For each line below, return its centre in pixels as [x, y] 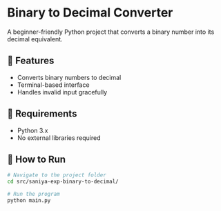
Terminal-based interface [53, 85]
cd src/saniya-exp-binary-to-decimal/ [63, 182]
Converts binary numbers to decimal [69, 77]
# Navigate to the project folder [57, 175]
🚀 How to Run [37, 159]
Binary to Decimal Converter [90, 13]
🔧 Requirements [42, 114]
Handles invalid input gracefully [62, 92]
